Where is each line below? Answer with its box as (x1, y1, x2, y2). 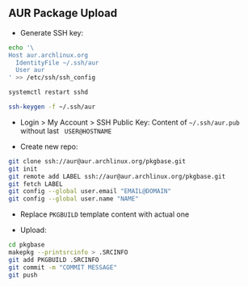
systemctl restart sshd (8, 88, 89, 96)
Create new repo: (19, 141, 78, 151)
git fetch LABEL (8, 179, 63, 188)
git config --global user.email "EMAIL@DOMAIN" (8, 188, 172, 196)
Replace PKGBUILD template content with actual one (19, 209, 190, 219)
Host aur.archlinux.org (8, 51, 89, 59)
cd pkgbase (8, 241, 45, 249)
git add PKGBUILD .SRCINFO (8, 255, 99, 264)
